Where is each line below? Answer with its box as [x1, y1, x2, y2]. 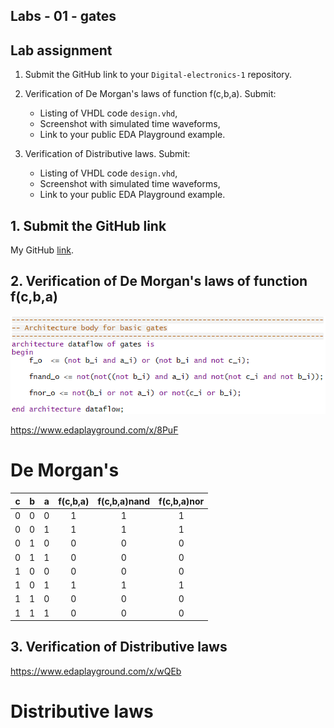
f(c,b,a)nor [158, 495, 205, 507]
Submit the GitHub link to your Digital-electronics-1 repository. [24, 69, 293, 81]
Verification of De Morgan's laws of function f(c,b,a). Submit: [24, 88, 277, 100]
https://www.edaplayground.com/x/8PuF [10, 424, 179, 436]
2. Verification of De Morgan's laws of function [10, 273, 308, 290]
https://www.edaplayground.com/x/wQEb [10, 665, 182, 677]
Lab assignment [10, 42, 113, 59]
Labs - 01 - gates [10, 8, 117, 25]
